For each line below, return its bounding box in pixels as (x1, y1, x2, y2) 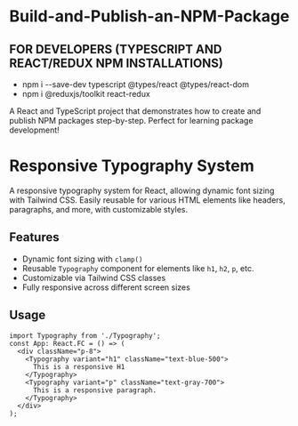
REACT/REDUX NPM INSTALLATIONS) (9, 55, 224, 70)
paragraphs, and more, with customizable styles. (9, 204, 189, 214)
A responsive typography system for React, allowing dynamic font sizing (9, 185, 275, 196)
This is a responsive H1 (32, 362, 125, 371)
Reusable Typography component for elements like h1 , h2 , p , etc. (21, 262, 254, 273)
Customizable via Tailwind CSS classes (21, 272, 166, 283)
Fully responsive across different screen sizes (21, 282, 191, 293)
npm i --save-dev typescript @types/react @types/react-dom (21, 79, 249, 90)
